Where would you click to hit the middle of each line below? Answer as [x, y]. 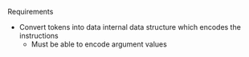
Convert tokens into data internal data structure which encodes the [130, 27]
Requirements [31, 12]
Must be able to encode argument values [99, 44]
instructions [39, 36]
